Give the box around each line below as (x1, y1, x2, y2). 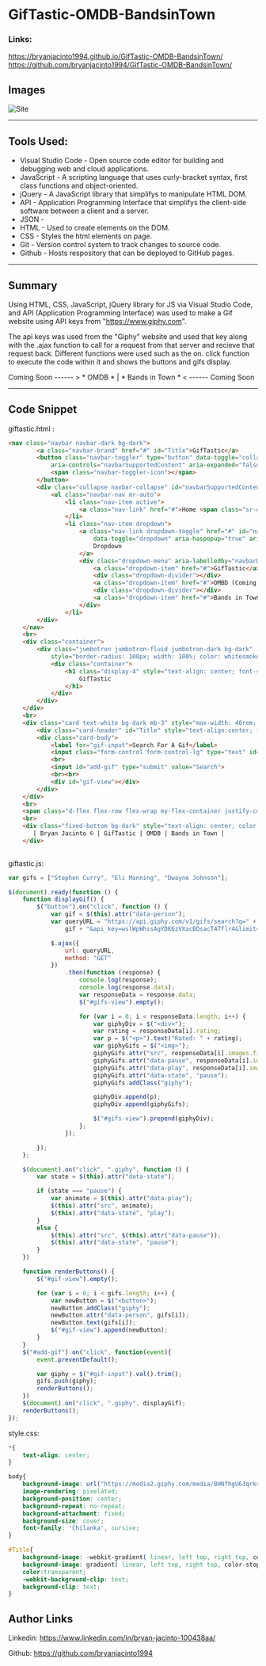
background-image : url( (22, 1480, 101, 1489)
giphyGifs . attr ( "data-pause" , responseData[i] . (93, 1056, 253, 1065)
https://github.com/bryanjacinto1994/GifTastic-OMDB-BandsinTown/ (8, 60, 232, 70)
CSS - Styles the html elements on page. (19, 231, 153, 241)
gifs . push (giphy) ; (36, 1377, 97, 1386)
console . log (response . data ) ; (78, 984, 176, 992)
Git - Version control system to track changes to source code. (19, 240, 222, 250)
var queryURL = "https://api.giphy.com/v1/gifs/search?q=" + (50, 917, 257, 926)
